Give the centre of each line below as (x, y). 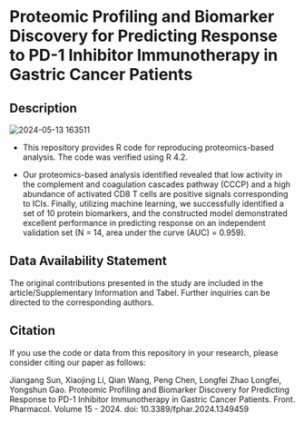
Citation (33, 331)
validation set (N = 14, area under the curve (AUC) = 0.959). (134, 232)
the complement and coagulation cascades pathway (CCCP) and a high (157, 184)
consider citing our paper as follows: (78, 362)
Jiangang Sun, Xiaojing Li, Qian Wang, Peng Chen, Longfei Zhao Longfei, (146, 379)
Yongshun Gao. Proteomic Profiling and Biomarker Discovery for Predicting (150, 389)
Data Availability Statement (88, 261)
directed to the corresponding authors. (82, 302)
